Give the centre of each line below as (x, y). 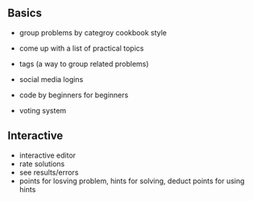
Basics (25, 13)
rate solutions (42, 163)
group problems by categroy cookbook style (93, 32)
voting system (43, 110)
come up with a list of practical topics (81, 48)
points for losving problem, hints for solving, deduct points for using (132, 181)
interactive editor (48, 155)
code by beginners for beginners (74, 95)
